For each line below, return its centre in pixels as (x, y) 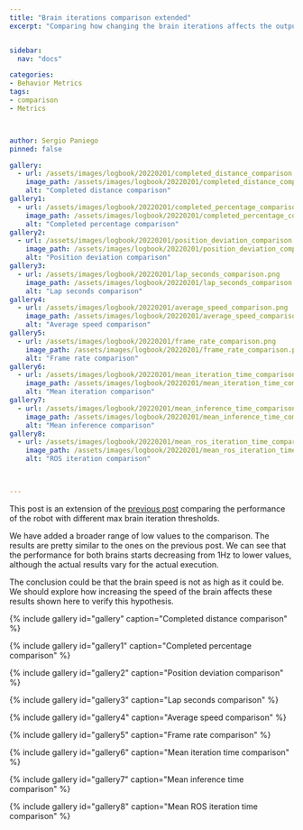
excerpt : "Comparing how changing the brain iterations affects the (141, 26)
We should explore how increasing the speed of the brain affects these (141, 591)
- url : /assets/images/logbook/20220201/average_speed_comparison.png (153, 308)
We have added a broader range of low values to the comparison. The (139, 535)
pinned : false (36, 149)
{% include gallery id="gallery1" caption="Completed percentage (131, 645)
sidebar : (26, 51)
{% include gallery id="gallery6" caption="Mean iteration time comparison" (150, 752)
